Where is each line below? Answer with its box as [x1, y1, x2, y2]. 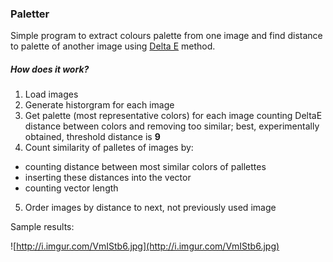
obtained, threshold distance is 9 [24, 131, 161, 143]
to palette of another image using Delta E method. [10, 40, 216, 52]
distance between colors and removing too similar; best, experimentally [24, 120, 320, 132]
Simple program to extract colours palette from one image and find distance [10, 30, 323, 42]
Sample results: [10, 221, 75, 233]
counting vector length [24, 182, 119, 194]
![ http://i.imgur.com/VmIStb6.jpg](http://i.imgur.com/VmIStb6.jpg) [10, 240, 280, 252]
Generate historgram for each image [24, 99, 175, 111]
